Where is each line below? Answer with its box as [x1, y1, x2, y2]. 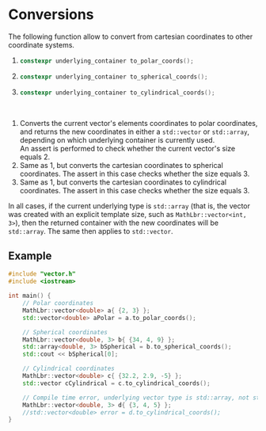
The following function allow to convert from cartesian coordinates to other [8, 32, 253, 41]
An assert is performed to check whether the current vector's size [19, 143, 236, 153]
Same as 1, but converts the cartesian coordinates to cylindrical [19, 177, 227, 187]
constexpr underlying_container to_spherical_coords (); [19, 73, 208, 81]
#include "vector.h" [8, 270, 77, 278]
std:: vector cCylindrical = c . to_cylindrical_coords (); [22, 379, 211, 387]
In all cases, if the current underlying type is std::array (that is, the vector [8, 200, 251, 211]
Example [8, 249, 52, 262]
